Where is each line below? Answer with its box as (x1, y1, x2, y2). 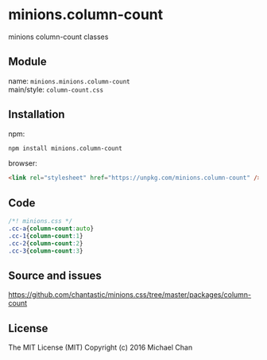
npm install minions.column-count (8, 144, 123, 152)
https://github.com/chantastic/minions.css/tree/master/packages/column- (8, 290, 252, 299)
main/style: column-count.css (8, 84, 104, 94)
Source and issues (8, 268, 102, 282)
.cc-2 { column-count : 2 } (8, 239, 83, 248)
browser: (8, 158, 38, 168)
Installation (8, 108, 65, 121)
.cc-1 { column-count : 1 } (8, 232, 83, 240)
